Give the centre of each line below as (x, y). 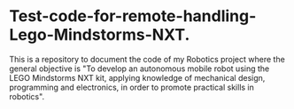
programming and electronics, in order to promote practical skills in (132, 87)
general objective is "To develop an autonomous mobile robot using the (139, 69)
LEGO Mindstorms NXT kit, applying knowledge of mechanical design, (137, 77)
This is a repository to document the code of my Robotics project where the (147, 59)
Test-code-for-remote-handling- (133, 16)
